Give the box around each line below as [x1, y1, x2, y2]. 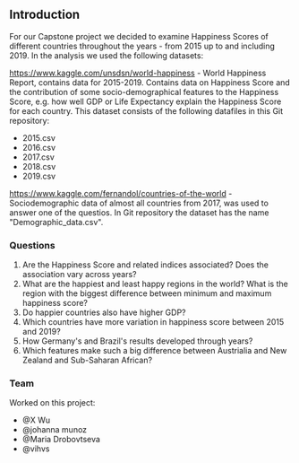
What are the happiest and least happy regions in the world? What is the [21, 278, 288, 290]
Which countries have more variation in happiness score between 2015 [21, 317, 285, 328]
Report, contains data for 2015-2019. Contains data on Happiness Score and [9, 76, 291, 88]
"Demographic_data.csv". [9, 216, 104, 227]
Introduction [9, 7, 81, 22]
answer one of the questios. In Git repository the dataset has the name [9, 206, 269, 218]
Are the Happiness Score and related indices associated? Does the [21, 259, 269, 270]
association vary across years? [21, 269, 137, 280]
